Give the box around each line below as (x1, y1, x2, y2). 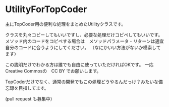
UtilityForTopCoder (5, 4, 87, 15)
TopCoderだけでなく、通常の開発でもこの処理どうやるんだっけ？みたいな (5, 79, 159, 85)
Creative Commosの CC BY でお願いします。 (5, 67, 101, 74)
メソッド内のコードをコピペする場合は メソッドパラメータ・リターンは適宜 (5, 38, 164, 44)
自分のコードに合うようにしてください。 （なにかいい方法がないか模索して (5, 44, 161, 50)
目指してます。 (18, 85, 49, 91)
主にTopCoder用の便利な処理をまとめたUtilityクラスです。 (5, 21, 126, 27)
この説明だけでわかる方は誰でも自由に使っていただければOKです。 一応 (5, 61, 154, 67)
